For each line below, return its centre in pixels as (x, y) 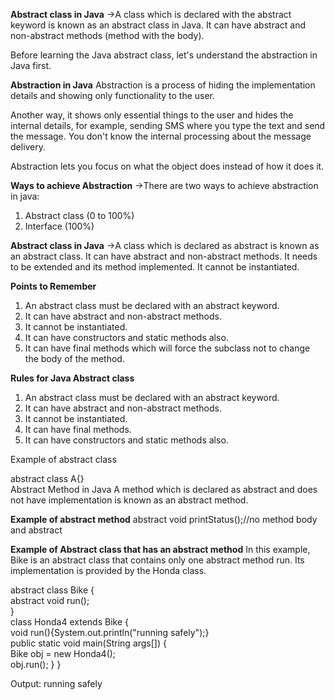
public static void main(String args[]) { (88, 643)
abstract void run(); (50, 600)
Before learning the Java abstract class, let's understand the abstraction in (164, 55)
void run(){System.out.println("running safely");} (110, 632)
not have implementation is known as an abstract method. (129, 500)
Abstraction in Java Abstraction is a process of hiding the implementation (163, 85)
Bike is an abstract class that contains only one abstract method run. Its (157, 560)
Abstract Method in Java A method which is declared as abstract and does (164, 489)
